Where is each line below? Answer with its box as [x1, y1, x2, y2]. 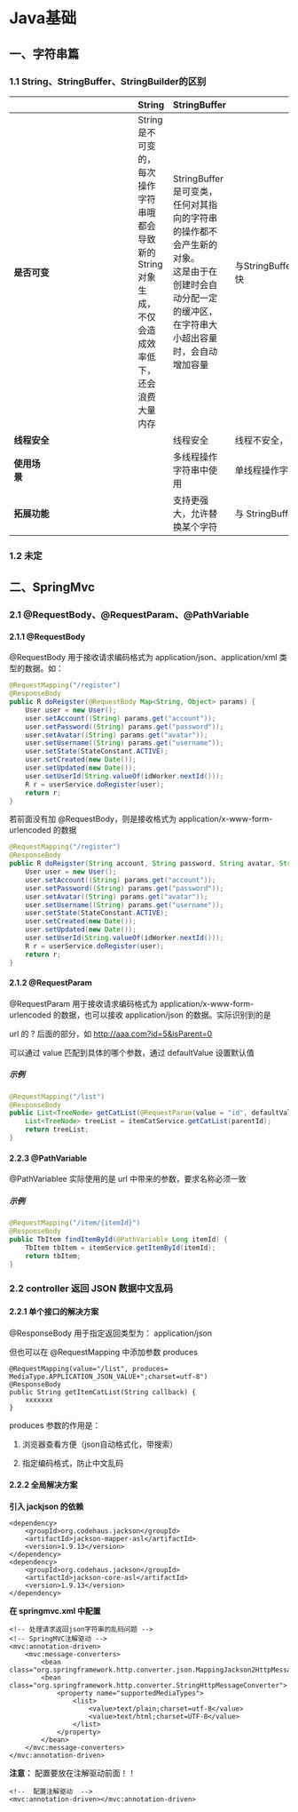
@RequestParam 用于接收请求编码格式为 [9, 998, 158, 1009]
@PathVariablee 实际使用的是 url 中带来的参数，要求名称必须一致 [9, 1174, 247, 1185]
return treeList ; [25, 1125, 90, 1134]
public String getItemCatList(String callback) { [9, 1387, 197, 1396]
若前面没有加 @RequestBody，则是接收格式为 [9, 814, 177, 825]
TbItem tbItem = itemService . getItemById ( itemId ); [25, 1243, 216, 1252]
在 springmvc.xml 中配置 [9, 1605, 101, 1616]
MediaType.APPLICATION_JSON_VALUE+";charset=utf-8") [9, 1372, 208, 1381]
